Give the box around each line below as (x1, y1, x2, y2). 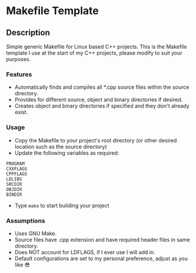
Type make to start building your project (14, 202, 109, 209)
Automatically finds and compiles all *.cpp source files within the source (14, 84, 190, 91)
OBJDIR (6, 187, 22, 192)
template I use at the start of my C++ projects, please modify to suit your (6, 49, 182, 56)
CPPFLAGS (6, 171, 28, 177)
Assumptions (6, 217, 45, 225)
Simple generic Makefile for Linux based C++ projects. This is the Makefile (6, 43, 187, 50)
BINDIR (6, 191, 22, 198)
